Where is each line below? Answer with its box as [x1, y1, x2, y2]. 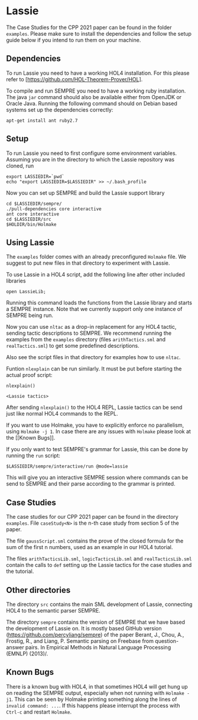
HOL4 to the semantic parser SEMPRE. [6, 607, 100, 614]
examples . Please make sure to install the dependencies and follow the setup [6, 30, 192, 37]
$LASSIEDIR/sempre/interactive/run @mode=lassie [6, 464, 128, 470]
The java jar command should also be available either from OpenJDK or [6, 93, 182, 100]
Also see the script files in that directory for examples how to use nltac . [6, 354, 181, 361]
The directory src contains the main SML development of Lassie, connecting [6, 601, 193, 608]
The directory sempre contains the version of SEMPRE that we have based [6, 618, 185, 626]
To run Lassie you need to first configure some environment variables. [6, 150, 177, 157]
